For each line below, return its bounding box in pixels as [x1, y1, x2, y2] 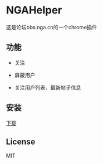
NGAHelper [6, 4, 62, 17]
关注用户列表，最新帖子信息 [14, 84, 81, 91]
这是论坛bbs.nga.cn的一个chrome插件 [6, 23, 97, 30]
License [6, 136, 35, 146]
